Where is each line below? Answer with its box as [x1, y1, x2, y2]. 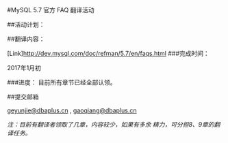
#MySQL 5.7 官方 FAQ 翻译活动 [7, 6, 94, 14]
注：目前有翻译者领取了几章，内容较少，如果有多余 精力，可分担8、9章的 [7, 121, 214, 128]
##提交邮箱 [7, 93, 39, 101]
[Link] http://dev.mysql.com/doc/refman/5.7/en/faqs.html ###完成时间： [7, 50, 210, 57]
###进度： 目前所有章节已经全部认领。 [7, 78, 116, 86]
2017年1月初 [7, 64, 41, 71]
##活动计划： [7, 20, 45, 29]
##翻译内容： [7, 35, 45, 43]
